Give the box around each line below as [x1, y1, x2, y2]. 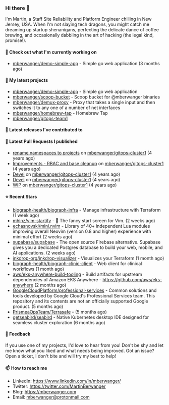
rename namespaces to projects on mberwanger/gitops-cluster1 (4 [12, 149, 152, 156]
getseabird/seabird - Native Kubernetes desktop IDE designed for [12, 314, 149, 320]
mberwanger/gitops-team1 [12, 115, 68, 121]
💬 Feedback [5, 331, 31, 337]
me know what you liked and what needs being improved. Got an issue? [5, 347, 155, 353]
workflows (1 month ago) [12, 266, 65, 272]
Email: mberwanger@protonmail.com [12, 394, 90, 400]
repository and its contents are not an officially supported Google [12, 298, 148, 304]
